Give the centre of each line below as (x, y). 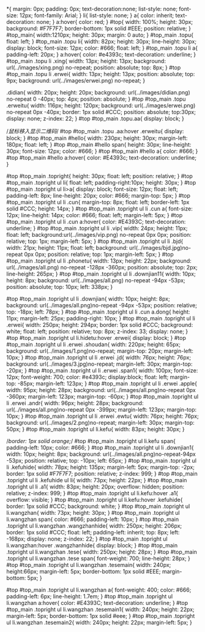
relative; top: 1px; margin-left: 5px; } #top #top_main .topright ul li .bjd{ (95, 241)
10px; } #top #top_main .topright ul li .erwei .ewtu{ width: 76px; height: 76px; (102, 416)
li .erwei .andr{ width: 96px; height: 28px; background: (75, 403)
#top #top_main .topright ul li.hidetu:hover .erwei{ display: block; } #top (96, 338)
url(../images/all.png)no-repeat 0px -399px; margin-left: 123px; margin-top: (102, 410)
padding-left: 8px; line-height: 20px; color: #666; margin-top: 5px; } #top (99, 195)
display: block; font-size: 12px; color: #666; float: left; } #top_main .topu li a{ (102, 48)
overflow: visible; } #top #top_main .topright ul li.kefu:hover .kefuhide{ (95, 500)
